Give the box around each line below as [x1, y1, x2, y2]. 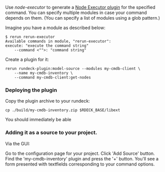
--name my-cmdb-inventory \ [14, 70, 73, 75]
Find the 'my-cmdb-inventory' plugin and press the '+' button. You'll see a [5, 155, 159, 161]
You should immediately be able [5, 117, 71, 123]
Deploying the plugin [5, 87, 57, 94]
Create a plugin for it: [5, 56, 49, 62]
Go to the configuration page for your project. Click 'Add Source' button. [5, 150, 155, 156]
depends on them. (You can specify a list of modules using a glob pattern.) [5, 15, 160, 21]
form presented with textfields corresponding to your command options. [5, 161, 155, 167]
